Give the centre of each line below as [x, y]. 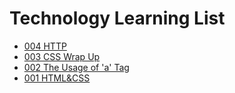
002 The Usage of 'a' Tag [76, 67]
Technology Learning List [117, 18]
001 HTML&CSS [57, 78]
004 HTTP [45, 46]
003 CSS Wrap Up [62, 56]
